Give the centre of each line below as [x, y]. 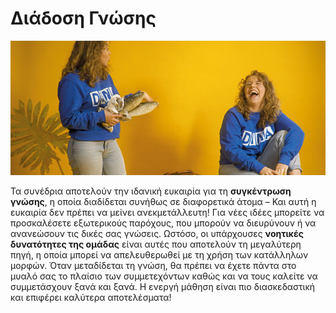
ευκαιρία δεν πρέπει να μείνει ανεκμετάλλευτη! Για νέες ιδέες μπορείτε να [167, 212]
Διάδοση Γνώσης [83, 18]
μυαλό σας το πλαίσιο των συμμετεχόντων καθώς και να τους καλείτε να [164, 276]
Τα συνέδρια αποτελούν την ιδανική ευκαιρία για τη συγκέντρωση [151, 191]
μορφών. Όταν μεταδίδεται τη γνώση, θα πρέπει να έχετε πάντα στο [153, 265]
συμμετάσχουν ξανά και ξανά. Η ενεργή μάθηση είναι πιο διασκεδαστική [163, 286]
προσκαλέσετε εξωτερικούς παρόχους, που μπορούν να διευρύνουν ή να [163, 223]
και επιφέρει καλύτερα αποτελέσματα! [91, 297]
